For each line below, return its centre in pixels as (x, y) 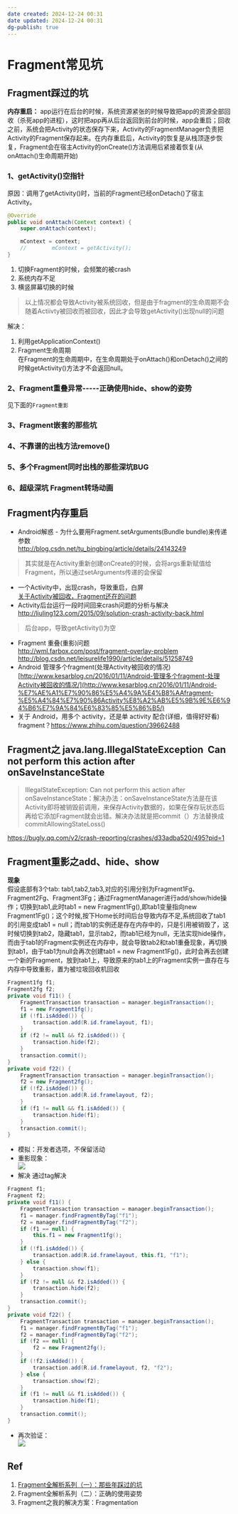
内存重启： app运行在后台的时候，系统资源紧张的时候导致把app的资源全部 (116, 112)
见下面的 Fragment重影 (38, 405)
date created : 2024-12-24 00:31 (55, 14)
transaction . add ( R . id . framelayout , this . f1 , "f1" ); (111, 1256)
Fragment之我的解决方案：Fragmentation (78, 1502)
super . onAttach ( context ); (59, 228)
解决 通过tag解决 (42, 1176)
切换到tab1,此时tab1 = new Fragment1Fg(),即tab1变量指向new (108, 907)
